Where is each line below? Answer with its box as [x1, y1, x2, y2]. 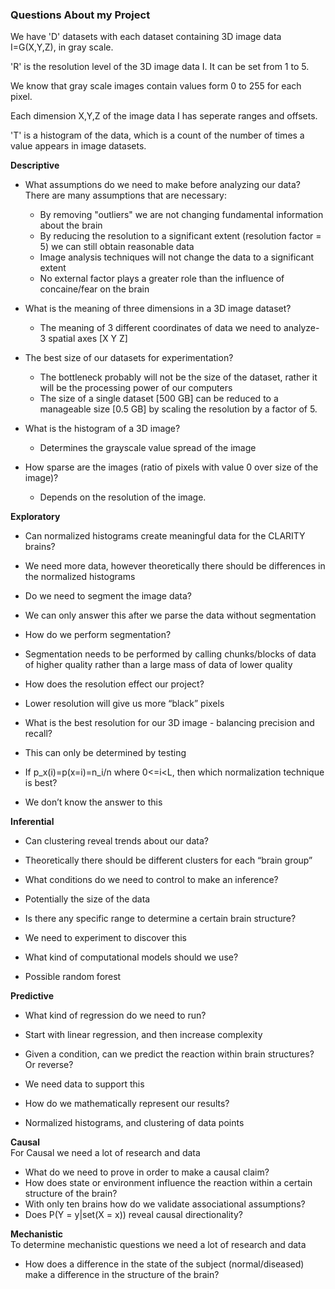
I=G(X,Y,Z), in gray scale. [10, 41, 114, 53]
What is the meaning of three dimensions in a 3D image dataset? [24, 303, 292, 315]
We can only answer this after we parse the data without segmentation [24, 609, 317, 622]
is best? [24, 777, 58, 789]
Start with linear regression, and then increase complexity [24, 1029, 263, 1041]
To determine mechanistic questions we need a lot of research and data [10, 1239, 307, 1251]
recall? [24, 728, 53, 740]
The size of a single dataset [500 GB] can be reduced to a [39, 393, 279, 405]
